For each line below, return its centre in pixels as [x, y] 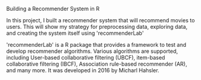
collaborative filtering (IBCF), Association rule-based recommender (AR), [97, 64]
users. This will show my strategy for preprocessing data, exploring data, [97, 27]
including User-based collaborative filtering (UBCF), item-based [86, 57]
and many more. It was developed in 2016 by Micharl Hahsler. [83, 70]
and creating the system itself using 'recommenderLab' [75, 33]
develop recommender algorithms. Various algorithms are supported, [92, 51]
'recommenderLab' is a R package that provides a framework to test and [96, 45]
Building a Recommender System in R [53, 9]
